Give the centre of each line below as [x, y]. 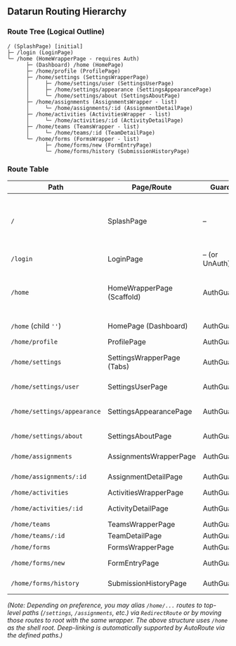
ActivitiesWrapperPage [146, 492]
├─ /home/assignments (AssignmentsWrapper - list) [101, 102]
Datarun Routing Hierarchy [67, 12]
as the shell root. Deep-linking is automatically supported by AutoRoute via [116, 628]
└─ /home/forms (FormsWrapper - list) [83, 139]
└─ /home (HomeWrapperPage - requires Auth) [73, 59]
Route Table [28, 169]
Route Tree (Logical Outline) [56, 32]
